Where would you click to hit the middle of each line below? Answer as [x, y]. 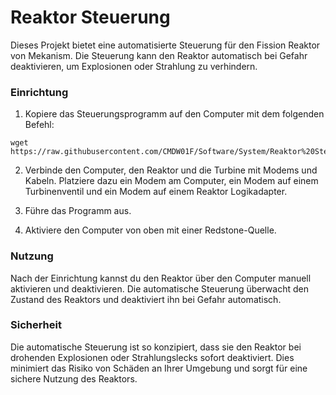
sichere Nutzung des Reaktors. [74, 378]
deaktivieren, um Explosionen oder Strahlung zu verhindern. [134, 66]
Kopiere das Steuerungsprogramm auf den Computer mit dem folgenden [174, 114]
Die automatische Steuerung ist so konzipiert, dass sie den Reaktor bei [156, 347]
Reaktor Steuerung [90, 17]
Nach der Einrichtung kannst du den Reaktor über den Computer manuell [161, 278]
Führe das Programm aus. [78, 211]
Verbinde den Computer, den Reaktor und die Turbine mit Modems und [171, 170]
